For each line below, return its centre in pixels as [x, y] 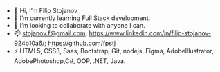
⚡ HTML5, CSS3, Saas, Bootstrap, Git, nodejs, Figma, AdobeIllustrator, [113, 51]
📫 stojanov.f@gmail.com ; [51, 33]
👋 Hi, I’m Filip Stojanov [46, 11]
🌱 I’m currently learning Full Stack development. [82, 18]
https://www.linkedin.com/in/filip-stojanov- [150, 33]
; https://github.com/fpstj [80, 43]
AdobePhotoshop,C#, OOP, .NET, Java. [70, 61]
